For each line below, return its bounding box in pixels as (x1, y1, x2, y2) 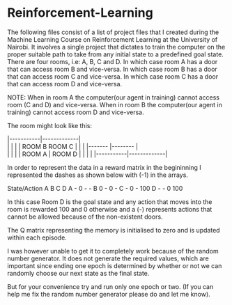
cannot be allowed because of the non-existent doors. (7, 212, 163, 221)
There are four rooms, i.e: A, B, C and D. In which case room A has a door (7, 57, 218, 65)
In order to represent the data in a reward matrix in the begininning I (7, 163, 201, 171)
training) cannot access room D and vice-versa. (7, 108, 144, 116)
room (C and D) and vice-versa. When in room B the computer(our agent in (7, 100, 223, 109)
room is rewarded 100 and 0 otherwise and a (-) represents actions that (7, 205, 212, 213)
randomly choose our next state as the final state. (7, 269, 150, 277)
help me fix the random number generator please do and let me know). (7, 290, 210, 298)
